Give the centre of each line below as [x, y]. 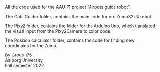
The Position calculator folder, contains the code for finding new [70, 40]
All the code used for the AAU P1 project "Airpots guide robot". [68, 7]
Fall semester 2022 [24, 65]
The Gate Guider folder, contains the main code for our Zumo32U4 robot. [79, 16]
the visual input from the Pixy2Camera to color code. [58, 31]
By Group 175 [19, 55]
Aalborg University [24, 60]
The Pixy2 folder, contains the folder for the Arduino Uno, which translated [80, 26]
